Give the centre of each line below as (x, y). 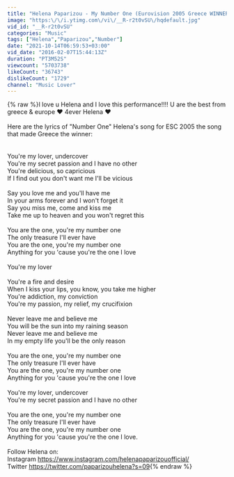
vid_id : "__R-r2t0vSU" (40, 26)
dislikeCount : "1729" (39, 78)
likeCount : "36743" (36, 72)
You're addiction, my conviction (53, 297)
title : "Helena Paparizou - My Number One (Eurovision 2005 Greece (107, 14)
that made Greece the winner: (50, 134)
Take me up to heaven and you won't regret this (76, 216)
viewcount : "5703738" (39, 65)
